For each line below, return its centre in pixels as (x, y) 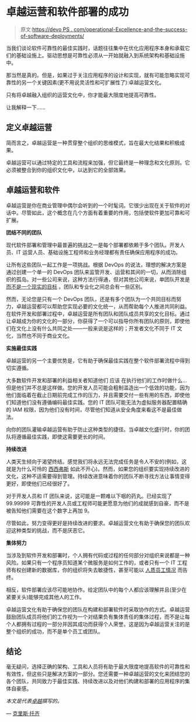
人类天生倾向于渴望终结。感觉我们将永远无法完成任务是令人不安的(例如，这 (97, 461)
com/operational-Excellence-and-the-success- (131, 29)
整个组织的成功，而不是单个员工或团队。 (55, 631)
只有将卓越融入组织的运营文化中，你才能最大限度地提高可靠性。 (83, 95)
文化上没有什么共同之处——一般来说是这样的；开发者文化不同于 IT (96, 328)
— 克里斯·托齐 (23, 714)
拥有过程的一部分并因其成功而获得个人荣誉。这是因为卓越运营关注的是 (106, 624)
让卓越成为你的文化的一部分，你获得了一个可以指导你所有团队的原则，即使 (95, 321)
